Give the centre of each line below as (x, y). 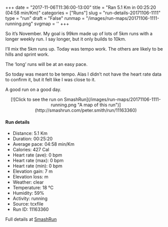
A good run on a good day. (33, 89)
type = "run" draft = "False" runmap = (45, 18)
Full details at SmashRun (31, 219)
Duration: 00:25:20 (32, 139)
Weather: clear (28, 182)
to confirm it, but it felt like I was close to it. (51, 80)
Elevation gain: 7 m (32, 171)
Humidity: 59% (28, 193)
